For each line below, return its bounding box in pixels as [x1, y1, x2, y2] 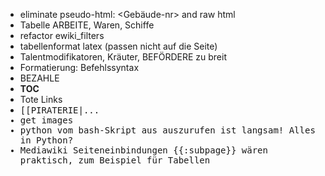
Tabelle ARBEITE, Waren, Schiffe [19, 19, 155, 31]
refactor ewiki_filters [19, 30, 105, 41]
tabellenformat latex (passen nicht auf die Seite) [19, 40, 218, 52]
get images [19, 115, 74, 126]
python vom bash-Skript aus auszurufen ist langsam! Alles [19, 125, 316, 136]
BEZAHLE [19, 72, 60, 84]
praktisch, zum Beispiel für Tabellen [19, 155, 211, 166]
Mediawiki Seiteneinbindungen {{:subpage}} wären [19, 145, 268, 156]
